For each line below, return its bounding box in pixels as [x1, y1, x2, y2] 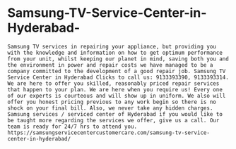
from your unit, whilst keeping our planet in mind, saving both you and [7, 55, 230, 63]
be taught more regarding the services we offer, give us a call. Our [7, 117, 220, 124]
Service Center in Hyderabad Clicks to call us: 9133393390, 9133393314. [7, 74, 230, 81]
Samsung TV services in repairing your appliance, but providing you [7, 43, 217, 50]
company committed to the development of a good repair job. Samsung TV [7, 67, 226, 74]
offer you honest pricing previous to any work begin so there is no [7, 98, 217, 105]
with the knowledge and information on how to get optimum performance [7, 49, 223, 56]
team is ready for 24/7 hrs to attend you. [7, 123, 138, 130]
